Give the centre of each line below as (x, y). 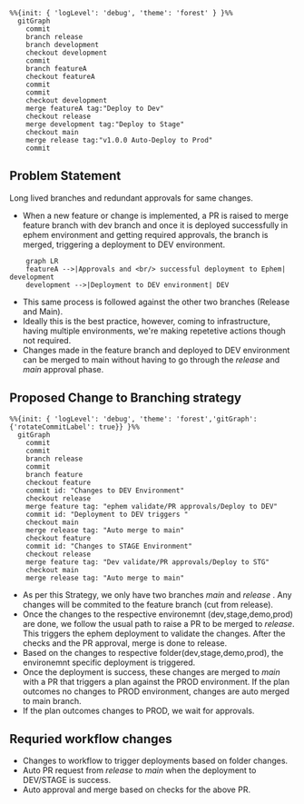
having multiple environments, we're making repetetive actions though (154, 331)
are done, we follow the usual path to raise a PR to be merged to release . (158, 623)
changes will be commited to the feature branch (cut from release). (148, 604)
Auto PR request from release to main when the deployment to (139, 770)
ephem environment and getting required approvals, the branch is (145, 234)
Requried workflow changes (91, 739)
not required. (47, 340)
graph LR (42, 261)
